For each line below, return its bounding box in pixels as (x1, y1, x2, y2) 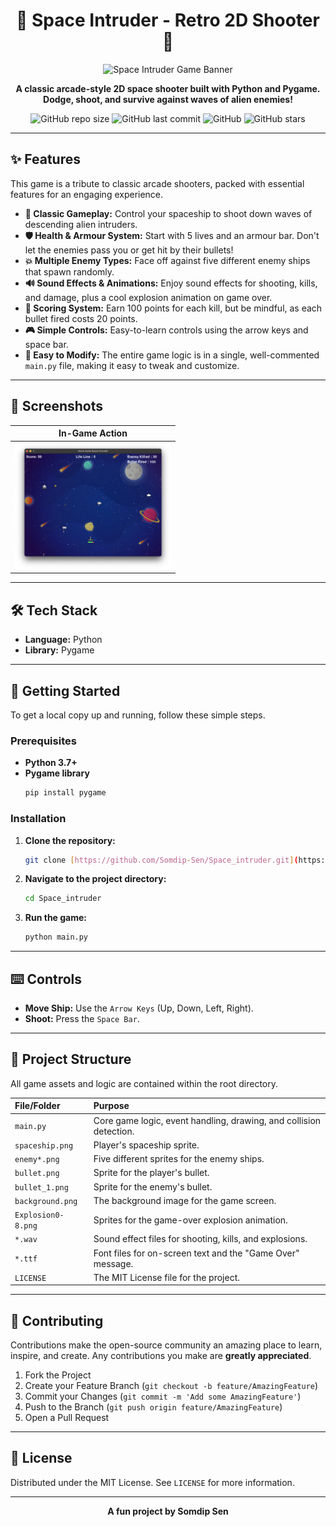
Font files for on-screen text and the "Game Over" (93, 1247, 300, 1259)
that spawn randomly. (24, 265, 115, 278)
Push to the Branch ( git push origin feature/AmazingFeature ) (24, 1401, 283, 1413)
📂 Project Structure (10, 1051, 132, 1068)
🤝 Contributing (10, 1312, 104, 1329)
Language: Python (24, 634, 103, 646)
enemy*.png (14, 1155, 60, 1165)
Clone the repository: (24, 834, 116, 846)
